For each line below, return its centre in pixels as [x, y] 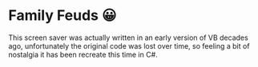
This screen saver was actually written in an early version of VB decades [128, 37]
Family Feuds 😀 [62, 16]
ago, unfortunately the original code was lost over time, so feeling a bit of [129, 45]
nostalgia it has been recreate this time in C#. [83, 54]
